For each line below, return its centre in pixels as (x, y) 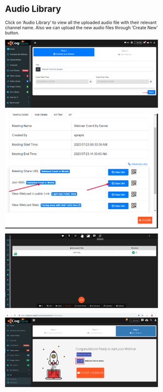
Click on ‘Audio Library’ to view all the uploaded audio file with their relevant (81, 22)
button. (12, 33)
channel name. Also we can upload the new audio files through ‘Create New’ (81, 27)
